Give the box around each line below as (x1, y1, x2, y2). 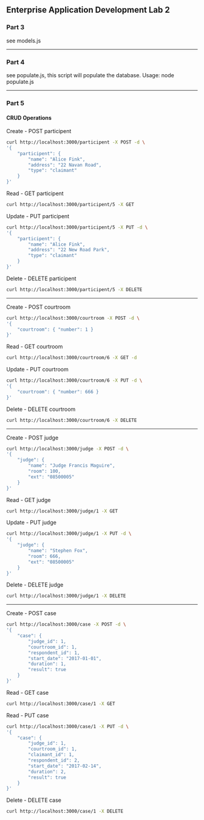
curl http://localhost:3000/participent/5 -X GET (6, 202, 135, 208)
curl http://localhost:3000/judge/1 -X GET (6, 508, 118, 514)
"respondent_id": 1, (28, 650, 80, 656)
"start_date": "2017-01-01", (28, 655, 102, 661)
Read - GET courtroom (6, 343, 63, 350)
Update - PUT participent (6, 212, 70, 219)
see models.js (6, 36, 41, 44)
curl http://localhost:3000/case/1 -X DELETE (6, 808, 123, 815)
